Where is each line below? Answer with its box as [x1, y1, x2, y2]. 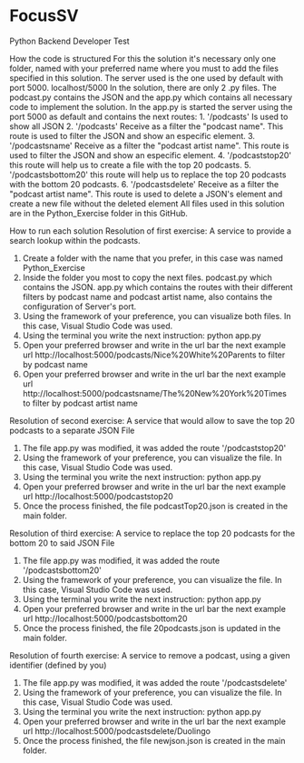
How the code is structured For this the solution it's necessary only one [9, 53, 277, 64]
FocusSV [9, 5, 79, 26]
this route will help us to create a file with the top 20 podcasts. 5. [9, 159, 251, 170]
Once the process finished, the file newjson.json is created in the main [22, 735, 286, 746]
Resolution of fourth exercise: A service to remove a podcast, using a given [9, 649, 290, 660]
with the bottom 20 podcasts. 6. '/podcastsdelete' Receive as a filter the [9, 178, 279, 189]
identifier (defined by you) [9, 659, 107, 670]
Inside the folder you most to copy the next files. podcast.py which [22, 272, 272, 283]
